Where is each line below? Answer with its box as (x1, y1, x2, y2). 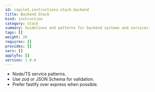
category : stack (5, 21, 38, 26)
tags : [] (5, 30, 23, 35)
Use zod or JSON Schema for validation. (12, 76, 94, 82)
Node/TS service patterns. (12, 71, 66, 77)
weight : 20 (5, 35, 28, 40)
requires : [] (5, 39, 32, 44)
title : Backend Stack (5, 12, 50, 17)
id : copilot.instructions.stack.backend (5, 7, 90, 12)
